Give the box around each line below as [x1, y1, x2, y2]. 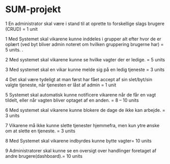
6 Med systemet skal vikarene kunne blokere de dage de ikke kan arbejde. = [5, 107, 165, 113]
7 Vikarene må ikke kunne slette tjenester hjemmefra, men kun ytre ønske [5, 122, 160, 128]
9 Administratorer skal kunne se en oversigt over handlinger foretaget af [5, 147, 157, 154]
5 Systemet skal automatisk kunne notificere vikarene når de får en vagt [5, 91, 156, 98]
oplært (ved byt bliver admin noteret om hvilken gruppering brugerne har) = [5, 41, 164, 47]
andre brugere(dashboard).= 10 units [5, 153, 83, 159]
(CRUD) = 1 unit [5, 26, 38, 32]
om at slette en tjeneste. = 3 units [5, 128, 75, 134]
